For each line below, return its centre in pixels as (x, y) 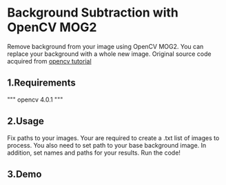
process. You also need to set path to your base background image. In (107, 145)
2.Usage (26, 121)
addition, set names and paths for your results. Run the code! (94, 153)
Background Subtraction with (93, 13)
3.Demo (24, 174)
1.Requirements (41, 83)
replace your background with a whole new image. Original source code (109, 54)
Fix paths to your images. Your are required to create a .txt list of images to (113, 138)
